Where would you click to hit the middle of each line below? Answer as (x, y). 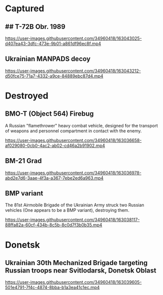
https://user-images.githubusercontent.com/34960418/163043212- (73, 71)
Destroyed (27, 96)
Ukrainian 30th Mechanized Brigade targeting (76, 263)
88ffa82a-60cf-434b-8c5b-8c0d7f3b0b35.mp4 (54, 225)
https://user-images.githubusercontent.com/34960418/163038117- (72, 220)
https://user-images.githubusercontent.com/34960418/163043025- (73, 38)
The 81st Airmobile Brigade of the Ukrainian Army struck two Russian (75, 205)
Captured (25, 9)
